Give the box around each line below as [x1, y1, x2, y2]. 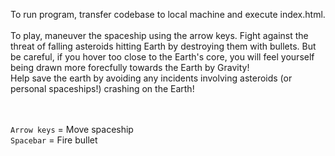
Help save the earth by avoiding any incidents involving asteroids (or [10, 72, 293, 84]
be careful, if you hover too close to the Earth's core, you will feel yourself [10, 51, 315, 63]
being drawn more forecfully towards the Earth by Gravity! [10, 62, 250, 73]
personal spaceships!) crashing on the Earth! [10, 83, 195, 94]
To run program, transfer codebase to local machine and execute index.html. [10, 9, 326, 20]
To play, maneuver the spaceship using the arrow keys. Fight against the [10, 30, 309, 41]
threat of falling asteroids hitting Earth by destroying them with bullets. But [10, 40, 317, 52]
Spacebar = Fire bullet [10, 134, 98, 146]
